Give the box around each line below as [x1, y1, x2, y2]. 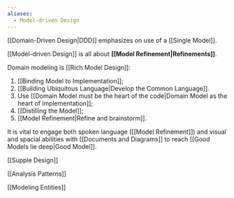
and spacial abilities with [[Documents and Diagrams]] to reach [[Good [7, 134, 211, 143]
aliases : [7, 10, 33, 17]
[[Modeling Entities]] [7, 183, 66, 191]
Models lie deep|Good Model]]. [7, 142, 97, 150]
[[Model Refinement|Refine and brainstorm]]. [17, 113, 147, 122]
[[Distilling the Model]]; [17, 106, 84, 115]
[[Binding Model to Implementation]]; [17, 76, 124, 85]
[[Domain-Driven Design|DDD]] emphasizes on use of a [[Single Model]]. [7, 36, 217, 44]
